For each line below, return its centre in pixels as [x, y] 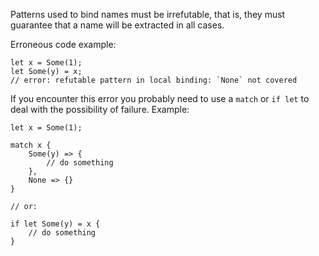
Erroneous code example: [63, 44]
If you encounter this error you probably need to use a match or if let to [160, 98]
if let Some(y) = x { [55, 224]
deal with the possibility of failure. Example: [100, 109]
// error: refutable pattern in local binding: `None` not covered [154, 80]
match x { [31, 145]
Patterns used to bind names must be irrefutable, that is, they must [148, 14]
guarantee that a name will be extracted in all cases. [117, 25]
